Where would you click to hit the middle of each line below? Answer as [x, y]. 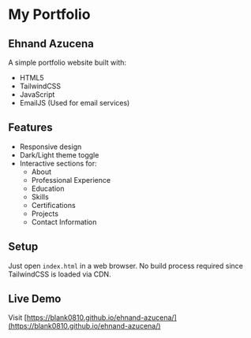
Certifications [54, 205]
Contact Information [64, 221]
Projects [45, 214]
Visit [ [18, 318]
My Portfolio [49, 15]
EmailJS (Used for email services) [75, 103]
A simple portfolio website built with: [67, 62]
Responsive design [51, 147]
